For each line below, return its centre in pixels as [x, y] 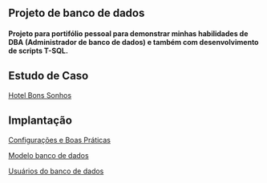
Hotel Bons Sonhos [40, 95]
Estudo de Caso [49, 76]
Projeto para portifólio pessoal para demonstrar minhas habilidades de [128, 33]
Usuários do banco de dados [56, 171]
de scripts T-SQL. [38, 51]
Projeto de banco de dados [77, 13]
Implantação [40, 121]
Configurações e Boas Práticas [59, 140]
